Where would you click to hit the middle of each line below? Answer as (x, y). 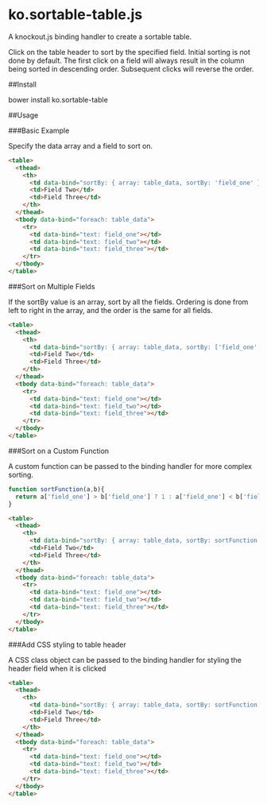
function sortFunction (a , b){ (56, 489)
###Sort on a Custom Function (59, 451)
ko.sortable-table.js (75, 15)
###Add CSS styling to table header (68, 644)
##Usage (23, 115)
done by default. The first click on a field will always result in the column (126, 60)
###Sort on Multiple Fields (52, 286)
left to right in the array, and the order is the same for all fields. (110, 310)
